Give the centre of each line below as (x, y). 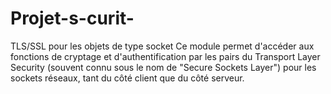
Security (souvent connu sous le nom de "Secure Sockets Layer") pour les (163, 67)
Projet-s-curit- (72, 18)
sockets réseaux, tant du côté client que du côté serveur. (127, 78)
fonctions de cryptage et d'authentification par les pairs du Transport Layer (165, 56)
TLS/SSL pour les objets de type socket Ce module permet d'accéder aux (162, 46)
